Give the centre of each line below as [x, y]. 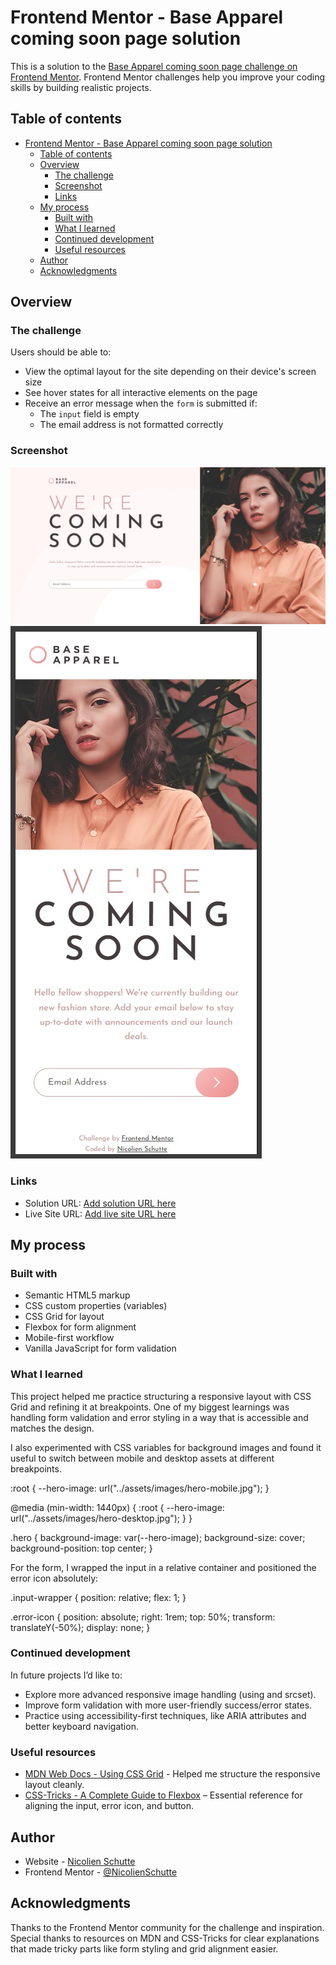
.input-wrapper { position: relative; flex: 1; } [98, 1597]
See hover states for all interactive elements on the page [141, 393]
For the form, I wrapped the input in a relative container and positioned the [163, 1567]
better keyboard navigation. [81, 1726]
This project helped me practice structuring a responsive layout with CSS [161, 1396]
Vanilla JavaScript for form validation [100, 1348]
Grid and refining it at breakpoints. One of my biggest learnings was [150, 1407]
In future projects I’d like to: [66, 1675]
